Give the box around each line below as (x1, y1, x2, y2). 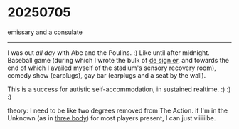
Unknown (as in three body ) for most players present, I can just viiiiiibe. (7, 113, 216, 122)
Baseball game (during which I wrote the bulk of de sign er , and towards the (7, 56, 230, 64)
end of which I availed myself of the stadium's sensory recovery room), (7, 63, 217, 72)
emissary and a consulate (7, 28, 83, 36)
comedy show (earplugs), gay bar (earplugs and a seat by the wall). (7, 71, 206, 79)
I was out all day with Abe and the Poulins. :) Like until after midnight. (7, 48, 210, 57)
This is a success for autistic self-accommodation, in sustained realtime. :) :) (7, 85, 231, 93)
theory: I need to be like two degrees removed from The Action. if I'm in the (7, 106, 228, 115)
